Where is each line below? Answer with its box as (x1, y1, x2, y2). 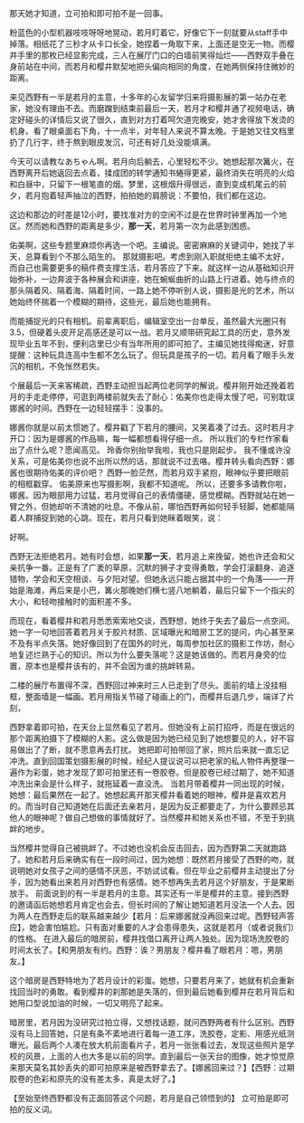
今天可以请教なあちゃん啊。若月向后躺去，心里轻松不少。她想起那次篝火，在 (9, 157, 295, 167)
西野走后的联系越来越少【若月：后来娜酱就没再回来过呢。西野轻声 (40, 910, 287, 921)
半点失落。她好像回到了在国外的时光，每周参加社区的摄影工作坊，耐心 (33, 638, 295, 649)
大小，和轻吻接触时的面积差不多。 (9, 596, 137, 606)
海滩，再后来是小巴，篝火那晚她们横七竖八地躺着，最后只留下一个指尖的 (24, 585, 295, 595)
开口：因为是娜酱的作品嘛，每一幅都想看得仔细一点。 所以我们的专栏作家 (9, 433, 281, 443)
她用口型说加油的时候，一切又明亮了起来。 (9, 998, 168, 1008)
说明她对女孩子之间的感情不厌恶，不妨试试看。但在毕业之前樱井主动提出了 (9, 865, 287, 876)
